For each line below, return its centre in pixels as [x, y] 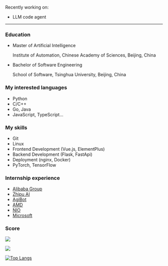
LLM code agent [29, 17]
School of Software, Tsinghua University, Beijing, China [69, 75]
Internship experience [32, 178]
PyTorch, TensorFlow [34, 165]
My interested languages [36, 88]
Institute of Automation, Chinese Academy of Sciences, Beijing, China [84, 55]
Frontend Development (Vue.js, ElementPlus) [58, 149]
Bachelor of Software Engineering [47, 65]
